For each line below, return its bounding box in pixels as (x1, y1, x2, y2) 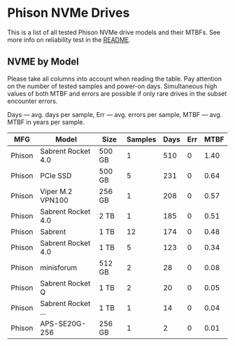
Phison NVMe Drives (7, 5, 130, 21)
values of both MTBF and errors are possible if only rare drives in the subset (7, 89, 227, 97)
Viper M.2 (40, 186, 73, 196)
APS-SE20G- (40, 319, 86, 328)
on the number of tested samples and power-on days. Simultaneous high (7, 82, 218, 90)
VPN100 (40, 195, 69, 205)
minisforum (40, 263, 78, 272)
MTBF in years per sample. (7, 118, 85, 126)
